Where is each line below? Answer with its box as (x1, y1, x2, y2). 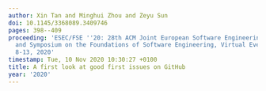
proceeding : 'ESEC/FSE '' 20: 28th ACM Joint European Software (8, 33, 222, 42)
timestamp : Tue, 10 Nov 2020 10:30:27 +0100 (8, 56, 158, 64)
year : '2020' (8, 70, 51, 78)
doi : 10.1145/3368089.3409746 (8, 19, 108, 27)
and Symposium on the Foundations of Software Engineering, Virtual (15, 41, 246, 49)
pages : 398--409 (8, 26, 62, 34)
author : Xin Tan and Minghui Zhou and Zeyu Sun (8, 11, 169, 20)
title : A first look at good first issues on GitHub (8, 63, 186, 71)
